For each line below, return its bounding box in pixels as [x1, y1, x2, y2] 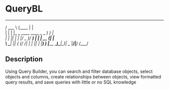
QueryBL [5, 3, 43, 15]
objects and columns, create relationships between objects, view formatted [5, 73, 161, 79]
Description [5, 55, 43, 63]
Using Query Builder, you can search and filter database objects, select [5, 68, 153, 74]
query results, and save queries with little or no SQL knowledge [5, 79, 137, 85]
